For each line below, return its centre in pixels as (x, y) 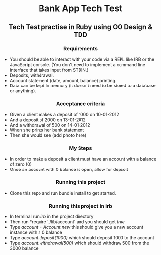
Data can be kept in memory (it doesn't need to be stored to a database (82, 85)
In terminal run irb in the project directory (52, 217)
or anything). (23, 91)
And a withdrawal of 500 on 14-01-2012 (50, 125)
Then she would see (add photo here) (48, 135)
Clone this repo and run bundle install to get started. (63, 193)
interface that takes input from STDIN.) (49, 70)
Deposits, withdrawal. (32, 75)
